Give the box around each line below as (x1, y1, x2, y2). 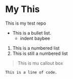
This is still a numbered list (12, 50, 68, 56)
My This (5, 4, 40, 15)
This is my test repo (5, 20, 46, 26)
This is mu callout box (17, 60, 63, 66)
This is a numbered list (12, 45, 60, 51)
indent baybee (20, 35, 50, 41)
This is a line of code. (5, 69, 57, 75)
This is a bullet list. (12, 30, 51, 36)
